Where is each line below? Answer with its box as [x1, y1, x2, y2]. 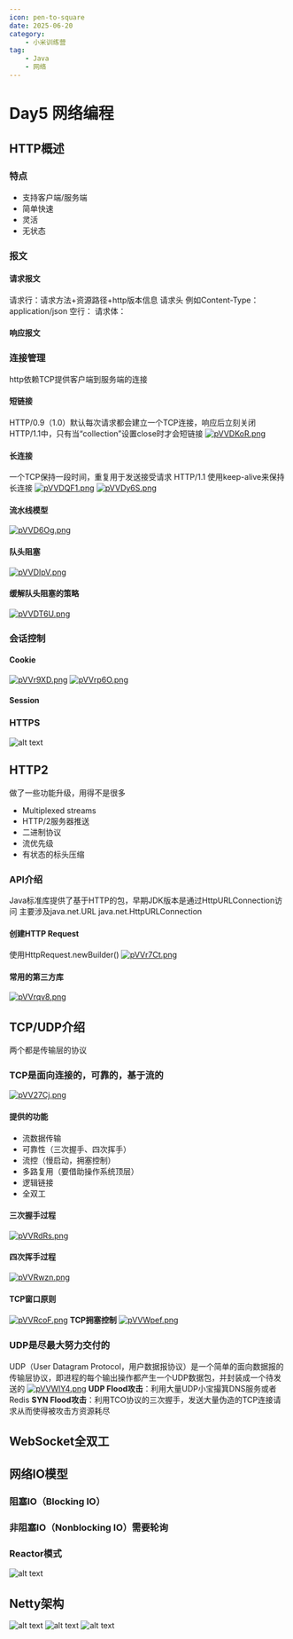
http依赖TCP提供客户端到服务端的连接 [9, 373, 148, 384]
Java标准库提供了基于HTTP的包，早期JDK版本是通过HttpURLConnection [9, 895, 275, 906]
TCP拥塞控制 [69, 1314, 118, 1326]
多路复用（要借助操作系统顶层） [21, 1165, 139, 1176]
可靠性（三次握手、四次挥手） [21, 1143, 131, 1154]
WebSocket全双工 [9, 1433, 110, 1448]
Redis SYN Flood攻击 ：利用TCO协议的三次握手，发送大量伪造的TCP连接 [9, 1394, 274, 1405]
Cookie [9, 655, 36, 665]
